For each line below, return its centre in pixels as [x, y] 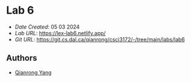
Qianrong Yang [33, 72]
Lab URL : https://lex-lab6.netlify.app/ [60, 33]
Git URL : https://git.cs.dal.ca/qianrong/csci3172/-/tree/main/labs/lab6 [100, 39]
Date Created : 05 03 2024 [47, 27]
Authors [22, 58]
